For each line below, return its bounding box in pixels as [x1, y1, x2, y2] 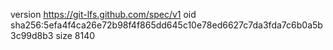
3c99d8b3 [10, 30, 54, 41]
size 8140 [55, 30, 96, 41]
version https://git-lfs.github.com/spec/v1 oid [10, 9, 197, 20]
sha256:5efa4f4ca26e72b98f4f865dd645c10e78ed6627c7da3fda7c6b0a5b [10, 19, 323, 31]
